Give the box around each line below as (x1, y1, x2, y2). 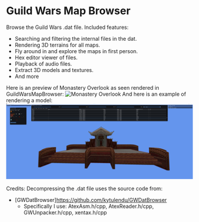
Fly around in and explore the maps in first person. (14, 47, 138, 54)
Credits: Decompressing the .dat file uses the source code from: (6, 185, 163, 192)
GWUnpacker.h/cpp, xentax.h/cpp (23, 208, 107, 216)
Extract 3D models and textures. (14, 66, 94, 73)
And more (14, 73, 40, 80)
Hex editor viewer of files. (14, 54, 78, 61)
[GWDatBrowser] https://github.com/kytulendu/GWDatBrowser (14, 196, 167, 203)
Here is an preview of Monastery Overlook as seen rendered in (6, 84, 159, 91)
